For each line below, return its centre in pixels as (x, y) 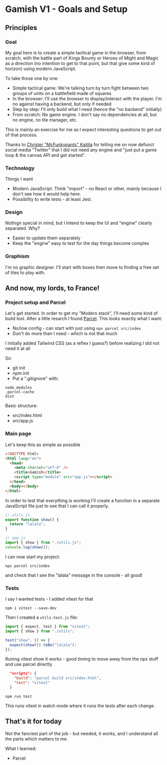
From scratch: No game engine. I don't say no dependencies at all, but (84, 114)
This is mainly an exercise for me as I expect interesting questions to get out (83, 129)
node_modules (19, 388)
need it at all (18, 349)
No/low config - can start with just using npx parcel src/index (77, 328)
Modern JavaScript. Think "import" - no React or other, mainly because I (87, 189)
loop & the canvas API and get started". (45, 155)
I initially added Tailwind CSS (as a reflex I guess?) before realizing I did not (82, 343)
